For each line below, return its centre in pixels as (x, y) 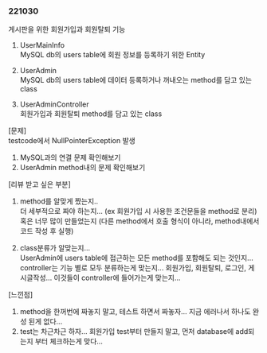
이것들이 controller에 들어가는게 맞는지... (117, 278)
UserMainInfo (42, 45)
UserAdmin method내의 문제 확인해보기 (82, 168)
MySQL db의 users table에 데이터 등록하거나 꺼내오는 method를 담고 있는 (136, 80)
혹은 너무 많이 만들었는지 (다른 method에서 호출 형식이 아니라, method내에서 (139, 221)
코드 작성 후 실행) (47, 231)
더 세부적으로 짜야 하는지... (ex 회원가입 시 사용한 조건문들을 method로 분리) (138, 211)
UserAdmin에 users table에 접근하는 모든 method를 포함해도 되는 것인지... (136, 258)
